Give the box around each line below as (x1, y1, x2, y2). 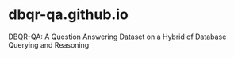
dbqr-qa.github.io (8, 6, 129, 24)
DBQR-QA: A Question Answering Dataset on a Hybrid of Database (8, 32, 227, 41)
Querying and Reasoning (8, 40, 90, 49)
